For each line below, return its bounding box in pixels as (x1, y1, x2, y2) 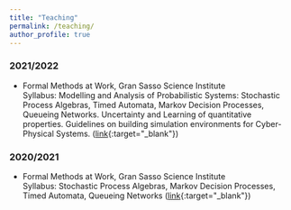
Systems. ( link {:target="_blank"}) (55, 128, 179, 139)
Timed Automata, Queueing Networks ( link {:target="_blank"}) (22, 190, 251, 201)
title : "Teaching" (9, 13, 78, 23)
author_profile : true (9, 30, 91, 39)
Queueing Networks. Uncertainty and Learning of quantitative (22, 109, 252, 120)
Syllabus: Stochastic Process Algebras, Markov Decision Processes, (22, 180, 277, 191)
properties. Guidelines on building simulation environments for (22, 118, 254, 129)
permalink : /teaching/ (9, 22, 95, 31)
